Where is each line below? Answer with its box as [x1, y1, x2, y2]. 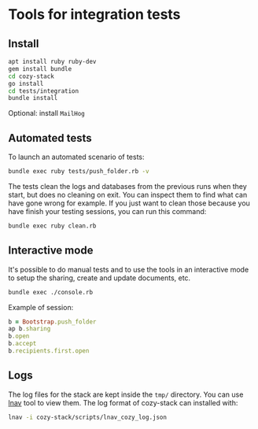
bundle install [8, 94, 58, 102]
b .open [8, 332, 30, 340]
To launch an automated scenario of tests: [8, 152, 145, 162]
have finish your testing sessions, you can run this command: [8, 206, 207, 216]
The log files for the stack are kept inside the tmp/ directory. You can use [8, 390, 244, 399]
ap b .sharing [8, 325, 51, 333]
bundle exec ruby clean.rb [8, 222, 97, 230]
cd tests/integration [8, 87, 79, 95]
